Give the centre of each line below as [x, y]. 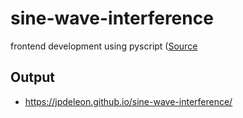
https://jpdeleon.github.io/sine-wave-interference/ [128, 101]
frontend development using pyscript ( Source [104, 46]
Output [32, 77]
